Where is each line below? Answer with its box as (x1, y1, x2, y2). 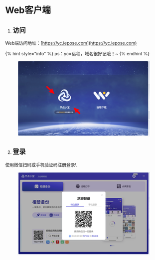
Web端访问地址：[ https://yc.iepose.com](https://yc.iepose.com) (5, 40, 137, 46)
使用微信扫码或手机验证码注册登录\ (5, 161, 77, 167)
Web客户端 (5, 4, 51, 16)
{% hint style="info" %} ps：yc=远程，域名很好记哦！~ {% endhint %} (5, 51, 150, 56)
